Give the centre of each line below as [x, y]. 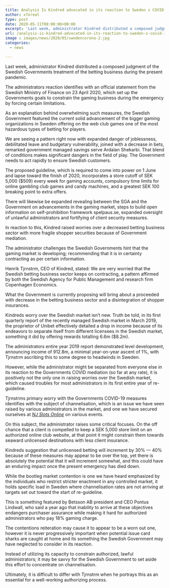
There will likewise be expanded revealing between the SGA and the [76, 201]
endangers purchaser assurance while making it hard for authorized [76, 513]
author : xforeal [22, 15]
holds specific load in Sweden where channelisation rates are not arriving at [84, 487]
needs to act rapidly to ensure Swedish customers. [58, 160]
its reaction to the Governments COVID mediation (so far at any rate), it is [81, 372]
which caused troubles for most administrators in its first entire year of [79, 383]
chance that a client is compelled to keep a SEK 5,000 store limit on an [79, 429]
